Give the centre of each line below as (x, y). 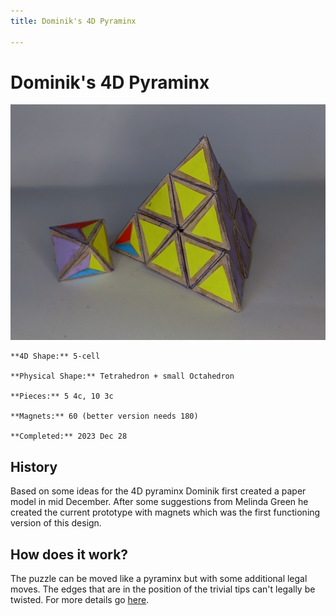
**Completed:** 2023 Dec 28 (69, 436)
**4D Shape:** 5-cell (55, 356)
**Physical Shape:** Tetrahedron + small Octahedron (122, 376)
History (34, 466)
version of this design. (56, 523)
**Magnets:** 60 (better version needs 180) (104, 416)
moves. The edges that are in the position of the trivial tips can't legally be (163, 589)
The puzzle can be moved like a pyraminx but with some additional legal (159, 579)
